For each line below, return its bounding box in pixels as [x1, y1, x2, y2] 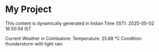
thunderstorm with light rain [5, 40, 63, 46]
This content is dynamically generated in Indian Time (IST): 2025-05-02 [5, 20, 154, 26]
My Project [5, 4, 52, 15]
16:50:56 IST [5, 25, 32, 31]
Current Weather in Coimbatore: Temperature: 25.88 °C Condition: [5, 35, 142, 41]
